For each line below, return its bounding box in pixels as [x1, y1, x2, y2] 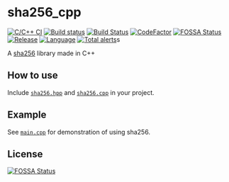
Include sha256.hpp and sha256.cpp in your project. [7, 88, 155, 96]
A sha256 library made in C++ [7, 49, 96, 57]
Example [7, 109, 47, 121]
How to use [7, 69, 58, 81]
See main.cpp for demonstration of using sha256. [7, 127, 151, 136]
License [7, 148, 43, 160]
